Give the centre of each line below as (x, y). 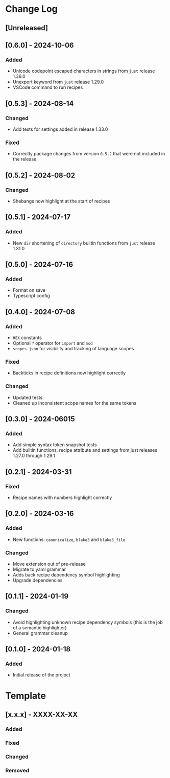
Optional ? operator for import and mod (53, 343)
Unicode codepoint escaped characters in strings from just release (84, 71)
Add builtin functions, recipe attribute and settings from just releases (85, 450)
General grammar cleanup (40, 633)
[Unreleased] (27, 28)
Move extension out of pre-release (49, 564)
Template (26, 696)
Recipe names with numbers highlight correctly (62, 497)
